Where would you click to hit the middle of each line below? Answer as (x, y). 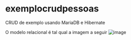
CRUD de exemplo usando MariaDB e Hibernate (55, 22)
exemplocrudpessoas (52, 9)
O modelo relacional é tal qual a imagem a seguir (56, 32)
